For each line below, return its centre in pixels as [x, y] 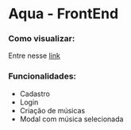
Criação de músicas [52, 110]
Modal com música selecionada [71, 119]
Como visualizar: [42, 39]
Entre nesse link [35, 55]
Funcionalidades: [42, 76]
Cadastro [35, 94]
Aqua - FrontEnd [64, 14]
